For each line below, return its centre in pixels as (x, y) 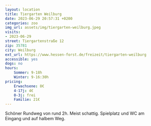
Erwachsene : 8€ (29, 86)
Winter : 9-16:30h (31, 77)
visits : (13, 32)
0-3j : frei (25, 95)
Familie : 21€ (27, 100)
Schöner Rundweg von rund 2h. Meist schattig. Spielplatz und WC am (75, 113)
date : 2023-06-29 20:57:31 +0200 (39, 18)
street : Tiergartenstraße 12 (34, 41)
